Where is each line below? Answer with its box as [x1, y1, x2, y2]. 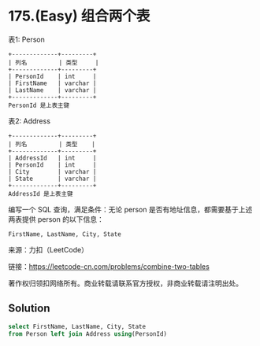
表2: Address [8, 116, 51, 126]
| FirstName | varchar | [8, 79, 97, 87]
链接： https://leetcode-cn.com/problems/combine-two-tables [8, 261, 210, 271]
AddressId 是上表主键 [8, 190, 73, 197]
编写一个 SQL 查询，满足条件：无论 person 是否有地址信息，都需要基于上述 [8, 204, 253, 214]
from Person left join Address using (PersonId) [8, 329, 168, 338]
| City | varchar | [8, 167, 97, 175]
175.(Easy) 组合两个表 [8, 7, 150, 25]
